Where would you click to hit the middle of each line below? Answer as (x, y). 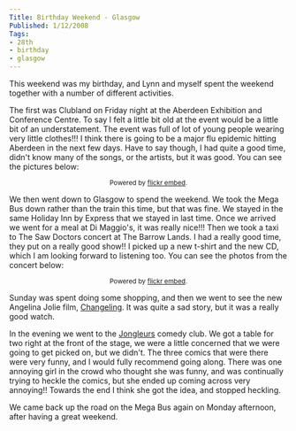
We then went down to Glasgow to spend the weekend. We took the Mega (144, 199)
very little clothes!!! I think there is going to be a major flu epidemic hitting (143, 139)
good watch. (32, 316)
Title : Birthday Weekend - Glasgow (75, 17)
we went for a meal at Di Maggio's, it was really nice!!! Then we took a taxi (144, 227)
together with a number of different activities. (91, 93)
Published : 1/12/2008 (49, 26)
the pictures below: (44, 166)
